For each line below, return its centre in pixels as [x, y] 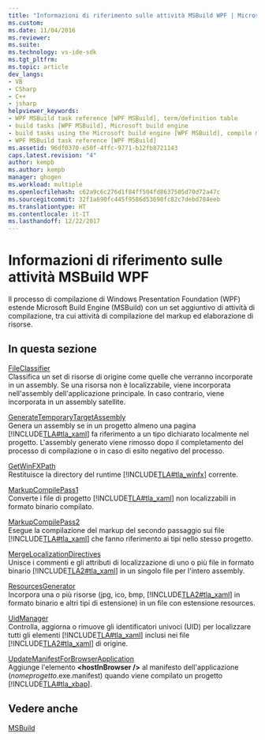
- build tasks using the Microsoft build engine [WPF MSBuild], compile [130, 133]
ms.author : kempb [37, 170]
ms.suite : [24, 45]
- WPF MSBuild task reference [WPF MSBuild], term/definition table [123, 119]
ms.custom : [26, 23]
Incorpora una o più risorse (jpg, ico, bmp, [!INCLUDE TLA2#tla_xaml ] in [124, 595]
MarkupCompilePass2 [44, 522]
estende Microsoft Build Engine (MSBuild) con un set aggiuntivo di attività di [131, 308]
